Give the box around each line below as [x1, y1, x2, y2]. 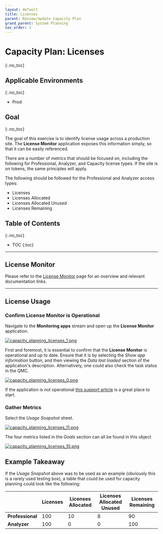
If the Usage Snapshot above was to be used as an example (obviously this [5, 471, 156, 476]
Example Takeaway [5, 457, 65, 466]
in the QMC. [5, 368, 29, 374]
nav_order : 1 [5, 25, 32, 30]
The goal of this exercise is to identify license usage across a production [5, 135, 150, 141]
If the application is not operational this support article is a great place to [5, 387, 150, 393]
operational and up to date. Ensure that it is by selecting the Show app [5, 352, 146, 358]
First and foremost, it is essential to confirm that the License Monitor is [5, 347, 147, 353]
